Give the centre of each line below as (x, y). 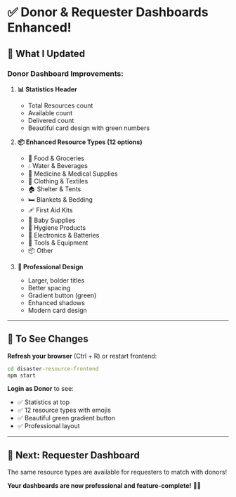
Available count (50, 112)
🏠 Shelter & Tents (54, 189)
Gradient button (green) (62, 295)
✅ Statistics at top (44, 402)
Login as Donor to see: (40, 389)
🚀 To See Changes (48, 339)
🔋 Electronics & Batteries (64, 235)
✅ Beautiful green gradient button (66, 418)
